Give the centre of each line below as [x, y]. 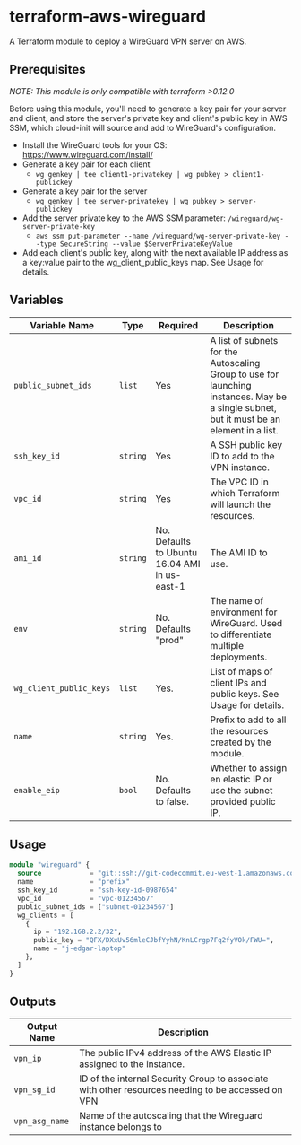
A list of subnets [244, 340]
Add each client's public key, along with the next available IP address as [155, 252]
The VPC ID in [239, 482]
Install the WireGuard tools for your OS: [95, 144]
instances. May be [249, 397]
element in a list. [245, 430]
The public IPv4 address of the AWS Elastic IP [175, 1053]
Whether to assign [249, 767]
